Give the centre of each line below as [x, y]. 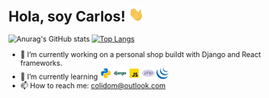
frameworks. [41, 63]
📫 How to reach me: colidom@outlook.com [93, 86]
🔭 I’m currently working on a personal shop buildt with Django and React [140, 55]
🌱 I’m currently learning [59, 77]
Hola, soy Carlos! [67, 16]
